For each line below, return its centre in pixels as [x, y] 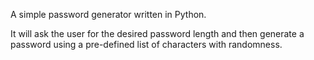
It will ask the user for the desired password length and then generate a [157, 33]
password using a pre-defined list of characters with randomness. [146, 44]
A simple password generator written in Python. [108, 14]
